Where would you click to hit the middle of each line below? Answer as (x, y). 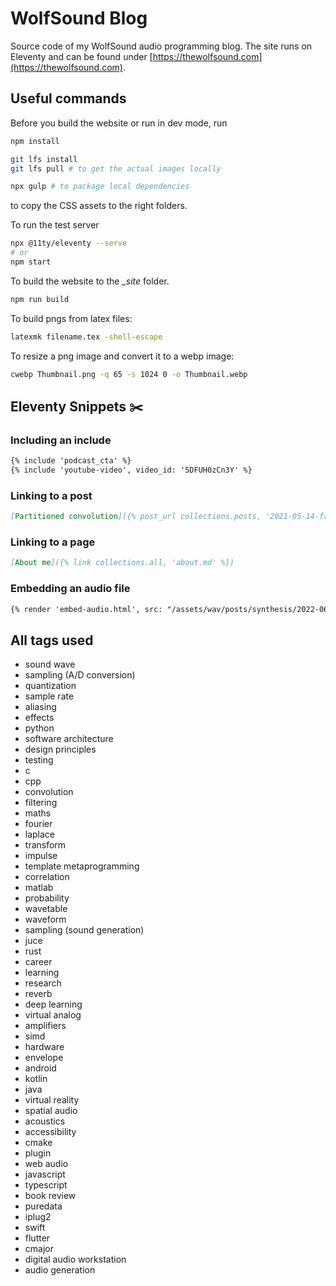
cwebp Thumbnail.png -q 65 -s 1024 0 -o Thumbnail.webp (129, 374)
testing (39, 760)
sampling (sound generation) (84, 930)
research (43, 983)
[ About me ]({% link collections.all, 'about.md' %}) (122, 563)
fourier (38, 824)
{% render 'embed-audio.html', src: (86, 609)
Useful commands (68, 98)
